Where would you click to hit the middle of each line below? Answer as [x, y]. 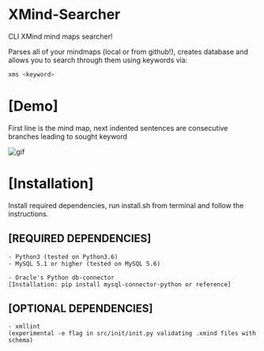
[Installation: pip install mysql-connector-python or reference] [120, 284]
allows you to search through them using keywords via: [98, 60]
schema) [21, 341]
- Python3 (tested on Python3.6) [63, 257]
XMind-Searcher [64, 15]
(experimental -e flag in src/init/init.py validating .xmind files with [132, 334]
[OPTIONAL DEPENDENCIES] [81, 308]
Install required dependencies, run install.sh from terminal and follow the [126, 205]
